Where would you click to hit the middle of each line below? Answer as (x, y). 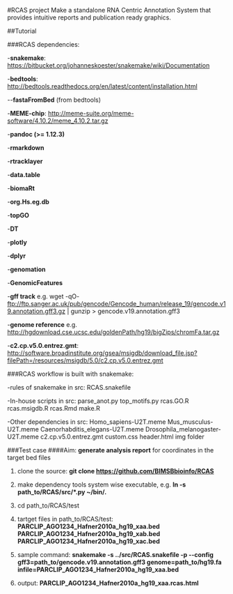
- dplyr (17, 256)
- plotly (17, 242)
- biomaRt (21, 188)
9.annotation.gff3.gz (37, 311)
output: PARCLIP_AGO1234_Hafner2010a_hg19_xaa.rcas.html (108, 583)
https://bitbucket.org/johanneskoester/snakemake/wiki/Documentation (109, 65)
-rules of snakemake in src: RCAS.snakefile (69, 387)
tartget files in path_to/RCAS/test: (65, 519)
